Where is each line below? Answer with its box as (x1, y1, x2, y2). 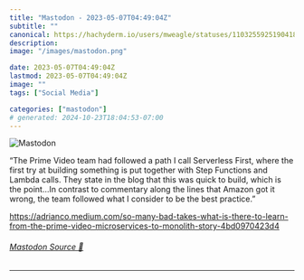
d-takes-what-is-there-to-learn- (167, 211, 289, 222)
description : (9, 38, 59, 48)
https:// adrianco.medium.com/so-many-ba (9, 211, 169, 222)
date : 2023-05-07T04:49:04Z (9, 63, 116, 72)
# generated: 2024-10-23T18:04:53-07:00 (9, 113, 165, 122)
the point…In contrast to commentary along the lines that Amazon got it (9, 184, 276, 195)
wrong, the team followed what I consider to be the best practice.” (9, 193, 256, 204)
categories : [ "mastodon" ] (9, 105, 107, 114)
